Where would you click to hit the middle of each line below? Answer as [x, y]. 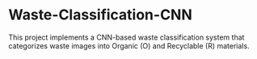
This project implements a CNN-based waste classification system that [126, 37]
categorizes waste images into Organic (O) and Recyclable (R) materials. [129, 45]
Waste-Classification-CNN [100, 15]
